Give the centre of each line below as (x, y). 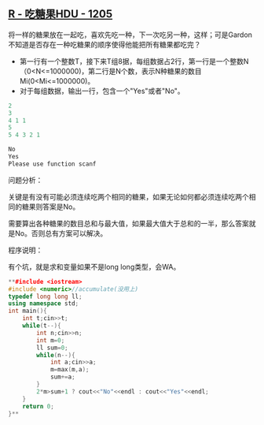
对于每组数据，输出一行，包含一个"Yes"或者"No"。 (102, 91)
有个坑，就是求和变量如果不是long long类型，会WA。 (94, 267)
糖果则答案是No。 (51, 207)
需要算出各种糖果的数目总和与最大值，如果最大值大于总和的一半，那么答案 (128, 223)
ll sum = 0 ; (52, 348)
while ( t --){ (42, 326)
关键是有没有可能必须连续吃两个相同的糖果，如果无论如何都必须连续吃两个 (128, 196)
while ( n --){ (56, 355)
